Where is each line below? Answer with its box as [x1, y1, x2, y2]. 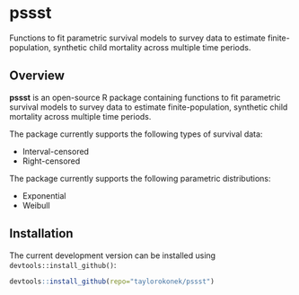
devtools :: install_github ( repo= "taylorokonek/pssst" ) [9, 277, 215, 286]
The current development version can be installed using [9, 250, 216, 261]
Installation [9, 226, 74, 241]
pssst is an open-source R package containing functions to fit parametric [9, 92, 281, 103]
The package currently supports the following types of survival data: [9, 129, 263, 139]
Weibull [22, 200, 51, 210]
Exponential [22, 190, 66, 201]
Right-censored [22, 156, 81, 166]
